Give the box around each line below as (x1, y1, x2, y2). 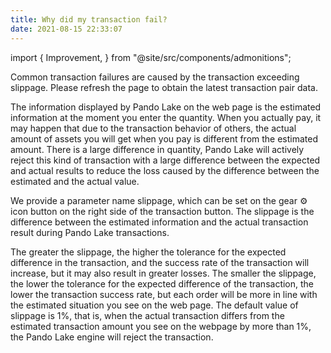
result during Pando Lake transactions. (10, 226, 170, 238)
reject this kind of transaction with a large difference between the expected (10, 154, 321, 166)
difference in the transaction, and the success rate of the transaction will (10, 256, 310, 268)
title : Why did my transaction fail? (10, 14, 168, 25)
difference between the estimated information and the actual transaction (10, 216, 309, 228)
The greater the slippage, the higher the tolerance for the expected (10, 246, 287, 258)
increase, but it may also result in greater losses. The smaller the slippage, (10, 267, 317, 279)
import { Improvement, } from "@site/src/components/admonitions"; (10, 51, 292, 63)
